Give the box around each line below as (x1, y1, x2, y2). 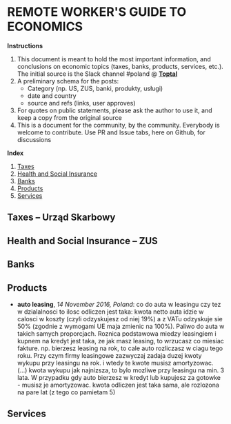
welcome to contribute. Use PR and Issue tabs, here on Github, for (17, 128, 205, 137)
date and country (27, 91, 77, 100)
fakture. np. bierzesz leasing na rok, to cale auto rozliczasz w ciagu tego (17, 344, 223, 352)
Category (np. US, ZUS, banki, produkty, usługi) (27, 84, 163, 92)
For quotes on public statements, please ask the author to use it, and (17, 106, 212, 114)
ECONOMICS (7, 19, 83, 34)
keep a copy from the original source (17, 113, 122, 121)
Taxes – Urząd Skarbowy (7, 212, 116, 223)
